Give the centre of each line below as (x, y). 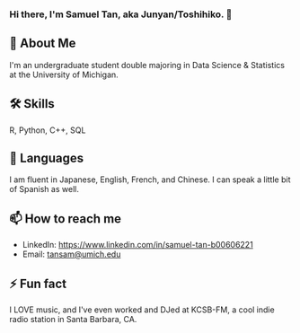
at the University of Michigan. (64, 74)
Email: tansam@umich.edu (71, 254)
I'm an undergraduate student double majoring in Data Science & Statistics (147, 65)
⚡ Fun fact (38, 283)
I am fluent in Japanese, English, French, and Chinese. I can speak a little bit (150, 180)
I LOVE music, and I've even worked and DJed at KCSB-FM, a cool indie (142, 310)
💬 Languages (46, 158)
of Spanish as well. (44, 189)
